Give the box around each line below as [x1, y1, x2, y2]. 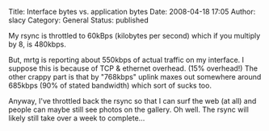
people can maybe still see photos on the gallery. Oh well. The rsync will [8, 104, 249, 114]
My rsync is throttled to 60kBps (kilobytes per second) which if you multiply [8, 31, 261, 40]
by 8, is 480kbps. [8, 39, 66, 49]
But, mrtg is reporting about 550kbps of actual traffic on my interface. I [8, 55, 245, 64]
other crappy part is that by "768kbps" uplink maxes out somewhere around [8, 72, 262, 81]
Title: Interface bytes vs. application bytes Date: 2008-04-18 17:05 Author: [8, 7, 256, 16]
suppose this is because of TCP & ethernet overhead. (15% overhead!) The [8, 63, 258, 73]
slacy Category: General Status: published [8, 15, 149, 25]
